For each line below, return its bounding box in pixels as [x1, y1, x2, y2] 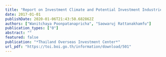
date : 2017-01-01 [5, 12, 41, 17]
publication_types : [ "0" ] [5, 26, 58, 31]
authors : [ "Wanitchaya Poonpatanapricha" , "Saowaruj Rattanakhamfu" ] [5, 21, 152, 26]
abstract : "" [5, 30, 32, 35]
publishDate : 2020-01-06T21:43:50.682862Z [5, 16, 94, 21]
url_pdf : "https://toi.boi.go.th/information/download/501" [5, 44, 132, 49]
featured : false [5, 35, 39, 40]
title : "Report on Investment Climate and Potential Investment [5, 7, 140, 12]
